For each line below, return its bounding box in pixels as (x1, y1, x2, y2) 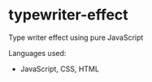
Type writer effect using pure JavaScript (8, 32, 144, 42)
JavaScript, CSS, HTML (20, 63, 100, 74)
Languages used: (8, 48, 67, 58)
